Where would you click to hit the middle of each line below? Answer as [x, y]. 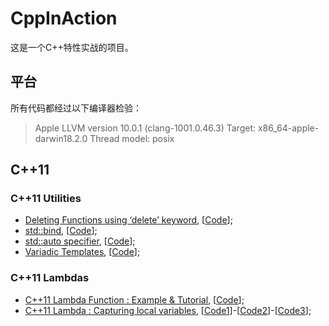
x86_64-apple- [288, 128]
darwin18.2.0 [61, 138]
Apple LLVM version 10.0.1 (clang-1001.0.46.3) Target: [145, 128]
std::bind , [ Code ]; [61, 231]
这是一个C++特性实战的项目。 [72, 47]
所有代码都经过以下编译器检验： [76, 108]
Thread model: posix [132, 138]
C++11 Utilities [46, 199]
